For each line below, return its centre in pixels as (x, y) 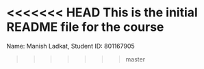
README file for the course (85, 27)
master (135, 59)
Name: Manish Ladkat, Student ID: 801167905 (71, 46)
